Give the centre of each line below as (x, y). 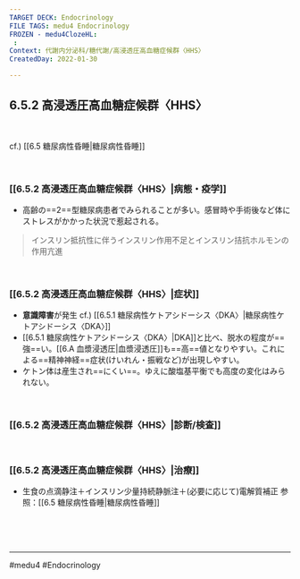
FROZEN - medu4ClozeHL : (54, 34)
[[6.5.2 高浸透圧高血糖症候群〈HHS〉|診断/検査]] (115, 425)
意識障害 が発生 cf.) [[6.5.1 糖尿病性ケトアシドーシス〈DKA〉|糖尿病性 (149, 315)
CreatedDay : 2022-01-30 (54, 59)
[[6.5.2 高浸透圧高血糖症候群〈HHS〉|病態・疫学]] (118, 189)
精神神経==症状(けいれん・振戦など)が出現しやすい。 (146, 360)
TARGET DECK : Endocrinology (62, 17)
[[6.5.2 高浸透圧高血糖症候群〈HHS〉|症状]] (104, 294)
